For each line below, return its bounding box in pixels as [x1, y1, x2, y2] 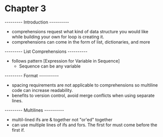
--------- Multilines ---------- [4, 107, 64, 113]
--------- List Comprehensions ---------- [4, 48, 88, 54]
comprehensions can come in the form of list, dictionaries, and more [11, 39, 150, 45]
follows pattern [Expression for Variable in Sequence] [11, 58, 120, 64]
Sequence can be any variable [19, 63, 81, 69]
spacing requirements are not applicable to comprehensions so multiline [11, 82, 158, 88]
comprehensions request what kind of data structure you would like [11, 28, 149, 34]
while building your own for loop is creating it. [11, 34, 104, 40]
